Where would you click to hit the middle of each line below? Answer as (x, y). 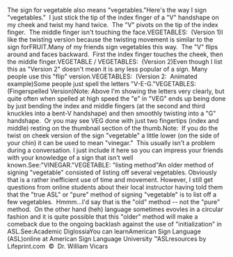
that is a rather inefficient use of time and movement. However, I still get (110, 180)
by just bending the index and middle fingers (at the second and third (106, 106)
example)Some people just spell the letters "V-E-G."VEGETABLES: (102, 84)
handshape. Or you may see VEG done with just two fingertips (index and (113, 121)
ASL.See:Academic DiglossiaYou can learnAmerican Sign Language (104, 231)
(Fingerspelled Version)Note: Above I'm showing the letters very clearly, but (116, 91)
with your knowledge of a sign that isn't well (70, 158)
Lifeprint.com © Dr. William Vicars (58, 246)
